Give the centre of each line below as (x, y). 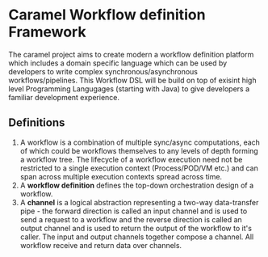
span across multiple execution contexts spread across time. (121, 176)
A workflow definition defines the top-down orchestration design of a (137, 185)
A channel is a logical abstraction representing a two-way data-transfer (139, 202)
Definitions (37, 123)
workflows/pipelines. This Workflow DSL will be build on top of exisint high (132, 80)
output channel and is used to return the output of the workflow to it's (136, 228)
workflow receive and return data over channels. (101, 245)
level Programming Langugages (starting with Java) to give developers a (129, 88)
